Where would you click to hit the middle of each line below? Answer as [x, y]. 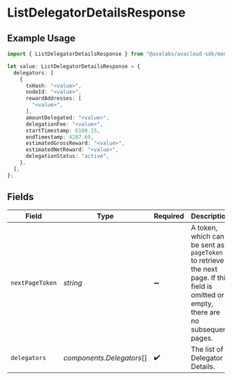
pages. [202, 338]
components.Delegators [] [105, 358]
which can [207, 237]
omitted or [207, 295]
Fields [21, 197]
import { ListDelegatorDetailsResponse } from [75, 54]
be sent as [208, 245]
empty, [202, 303]
